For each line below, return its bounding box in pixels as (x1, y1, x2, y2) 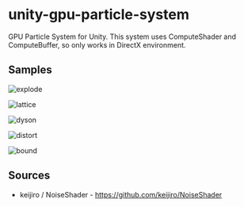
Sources (8, 169, 51, 182)
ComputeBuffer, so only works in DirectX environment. (8, 40, 186, 49)
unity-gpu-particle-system (8, 6, 190, 24)
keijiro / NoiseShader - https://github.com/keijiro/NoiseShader (19, 190, 223, 199)
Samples (8, 63, 53, 77)
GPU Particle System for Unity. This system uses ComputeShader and (8, 32, 236, 41)
